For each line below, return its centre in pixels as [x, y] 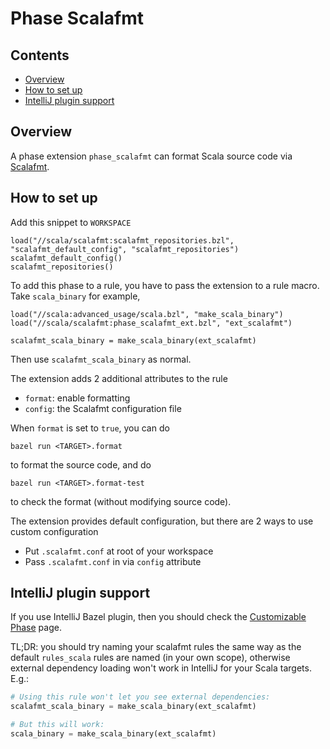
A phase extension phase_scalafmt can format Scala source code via [151, 156]
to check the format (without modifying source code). [121, 501]
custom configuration [54, 531]
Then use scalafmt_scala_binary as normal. [101, 359]
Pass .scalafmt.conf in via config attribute [113, 561]
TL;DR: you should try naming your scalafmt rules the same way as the [156, 647]
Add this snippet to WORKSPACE [71, 222]
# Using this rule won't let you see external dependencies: [140, 697]
